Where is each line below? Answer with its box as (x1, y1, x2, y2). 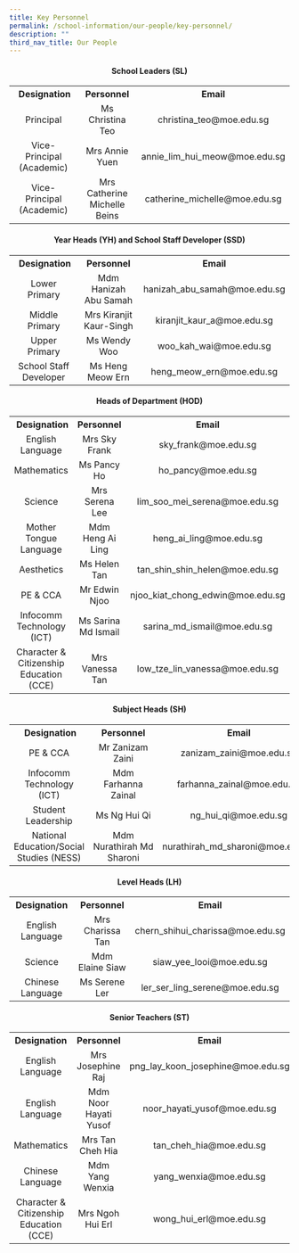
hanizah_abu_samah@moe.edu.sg (142, 283, 286, 295)
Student (32, 804, 66, 816)
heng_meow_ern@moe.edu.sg (150, 365, 279, 377)
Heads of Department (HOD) (96, 396, 203, 407)
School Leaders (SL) (110, 65, 189, 76)
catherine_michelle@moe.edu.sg (144, 193, 282, 205)
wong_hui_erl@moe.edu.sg (152, 1213, 267, 1225)
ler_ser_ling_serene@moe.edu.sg (141, 982, 279, 994)
